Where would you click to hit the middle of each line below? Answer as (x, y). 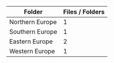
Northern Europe (33, 22)
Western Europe (32, 51)
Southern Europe (33, 31)
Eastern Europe (31, 41)
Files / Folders (84, 12)
